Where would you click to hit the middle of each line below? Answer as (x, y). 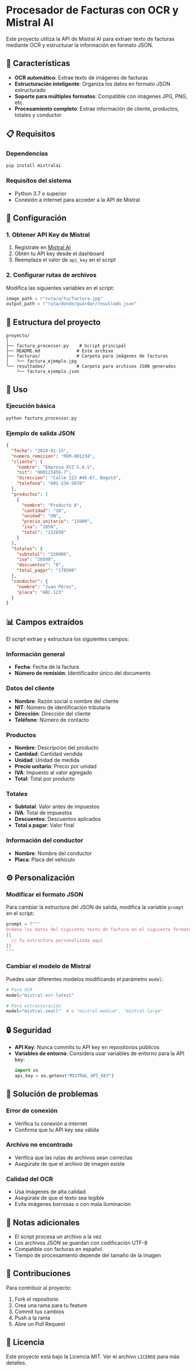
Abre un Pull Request (40, 1324)
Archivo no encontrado (39, 1145)
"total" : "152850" (44, 532)
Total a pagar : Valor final (44, 825)
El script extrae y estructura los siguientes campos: (68, 639)
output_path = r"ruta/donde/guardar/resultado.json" (71, 304)
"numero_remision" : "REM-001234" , (53, 456)
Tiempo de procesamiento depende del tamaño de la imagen (88, 1255)
